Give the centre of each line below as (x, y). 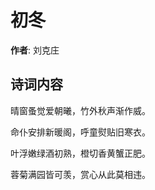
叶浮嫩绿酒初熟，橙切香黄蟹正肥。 (80, 153)
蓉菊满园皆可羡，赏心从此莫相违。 (80, 174)
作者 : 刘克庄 (35, 50)
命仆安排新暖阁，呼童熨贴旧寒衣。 (80, 132)
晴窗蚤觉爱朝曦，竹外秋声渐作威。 (80, 110)
